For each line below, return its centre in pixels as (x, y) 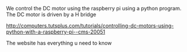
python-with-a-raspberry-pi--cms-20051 (56, 32)
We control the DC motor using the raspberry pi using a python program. (94, 8)
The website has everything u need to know (59, 43)
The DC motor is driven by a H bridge (51, 14)
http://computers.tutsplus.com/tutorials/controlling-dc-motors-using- (90, 26)
